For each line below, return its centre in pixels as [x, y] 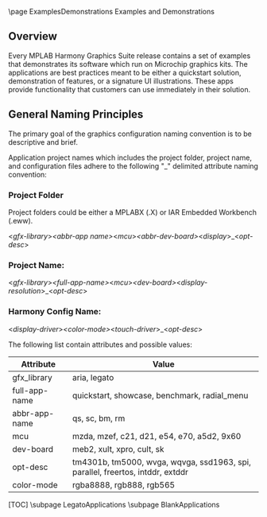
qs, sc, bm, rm [99, 418]
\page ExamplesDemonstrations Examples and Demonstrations [111, 12]
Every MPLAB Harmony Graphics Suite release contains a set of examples [130, 56]
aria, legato [93, 377]
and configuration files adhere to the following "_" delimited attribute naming [133, 165]
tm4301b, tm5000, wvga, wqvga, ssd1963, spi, [162, 462]
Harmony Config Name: [55, 312]
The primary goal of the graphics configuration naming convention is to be [130, 134]
